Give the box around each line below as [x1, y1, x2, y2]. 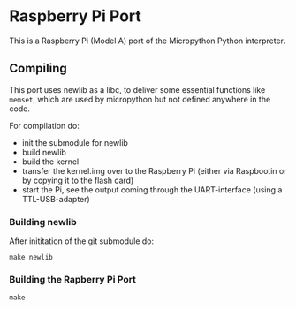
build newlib [21, 147, 66, 157]
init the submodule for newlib [21, 137, 128, 147]
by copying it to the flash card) [21, 175, 134, 185]
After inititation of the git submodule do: [9, 236, 155, 246]
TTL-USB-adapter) [21, 193, 90, 204]
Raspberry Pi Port [9, 6, 141, 26]
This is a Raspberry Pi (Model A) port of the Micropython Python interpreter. [9, 35, 285, 46]
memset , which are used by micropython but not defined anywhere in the [9, 94, 271, 104]
